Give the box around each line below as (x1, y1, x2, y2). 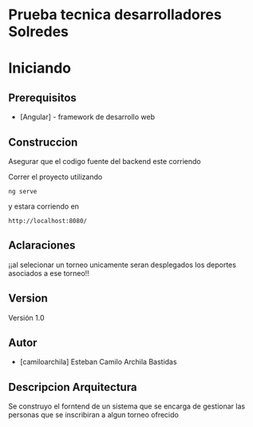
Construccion (8, 135, 78, 149)
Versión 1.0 (8, 313, 45, 322)
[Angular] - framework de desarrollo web (19, 112, 156, 122)
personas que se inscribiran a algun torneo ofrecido (8, 410, 180, 420)
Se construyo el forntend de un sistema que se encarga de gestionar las (8, 401, 246, 411)
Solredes (8, 22, 69, 41)
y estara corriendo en (8, 202, 80, 211)
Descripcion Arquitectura (8, 380, 137, 393)
